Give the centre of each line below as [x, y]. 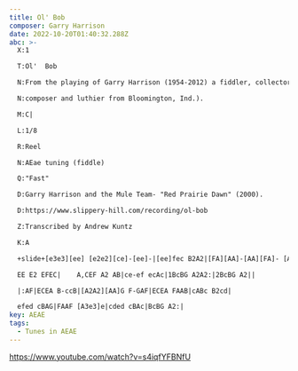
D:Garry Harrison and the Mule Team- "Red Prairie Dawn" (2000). [141, 195]
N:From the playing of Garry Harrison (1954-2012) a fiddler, [134, 83]
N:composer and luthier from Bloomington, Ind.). [110, 99]
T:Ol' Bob [37, 67]
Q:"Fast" [33, 178]
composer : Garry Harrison [57, 26]
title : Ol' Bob [37, 17]
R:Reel [29, 146]
